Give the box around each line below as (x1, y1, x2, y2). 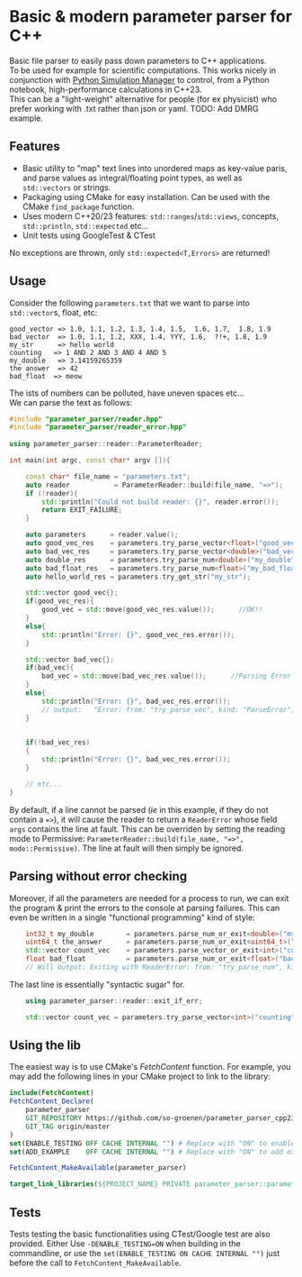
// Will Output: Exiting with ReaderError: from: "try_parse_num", (25, 962, 283, 971)
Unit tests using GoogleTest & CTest (22, 230, 155, 241)
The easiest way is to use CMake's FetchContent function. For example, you (9, 1062, 291, 1072)
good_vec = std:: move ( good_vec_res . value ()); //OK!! (41, 606, 263, 615)
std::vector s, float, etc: (9, 306, 98, 317)
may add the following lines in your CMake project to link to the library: (9, 1071, 271, 1082)
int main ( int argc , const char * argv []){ (9, 456, 171, 465)
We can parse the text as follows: (9, 397, 133, 407)
